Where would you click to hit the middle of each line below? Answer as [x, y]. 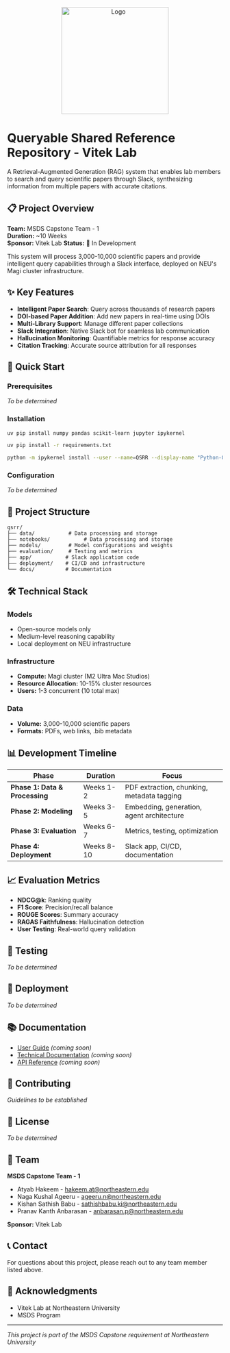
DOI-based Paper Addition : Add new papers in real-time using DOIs [113, 316]
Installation [26, 419]
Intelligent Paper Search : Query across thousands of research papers [116, 309]
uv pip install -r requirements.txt [59, 445]
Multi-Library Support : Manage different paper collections [100, 323]
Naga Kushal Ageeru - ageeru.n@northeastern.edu [89, 1197]
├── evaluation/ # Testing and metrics [70, 552]
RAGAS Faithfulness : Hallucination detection [80, 922]
